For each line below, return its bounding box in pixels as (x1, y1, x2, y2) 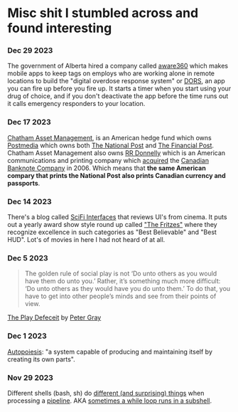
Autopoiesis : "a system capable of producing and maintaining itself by (7, 347, 213, 356)
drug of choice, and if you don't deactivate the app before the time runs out (7, 92, 229, 100)
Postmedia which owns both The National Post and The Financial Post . (7, 141, 215, 149)
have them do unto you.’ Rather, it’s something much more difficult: (24, 277, 221, 285)
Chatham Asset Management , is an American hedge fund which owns (7, 133, 212, 142)
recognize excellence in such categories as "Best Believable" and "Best (7, 228, 217, 236)
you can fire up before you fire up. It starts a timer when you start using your (7, 84, 232, 93)
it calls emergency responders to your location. (7, 100, 146, 108)
